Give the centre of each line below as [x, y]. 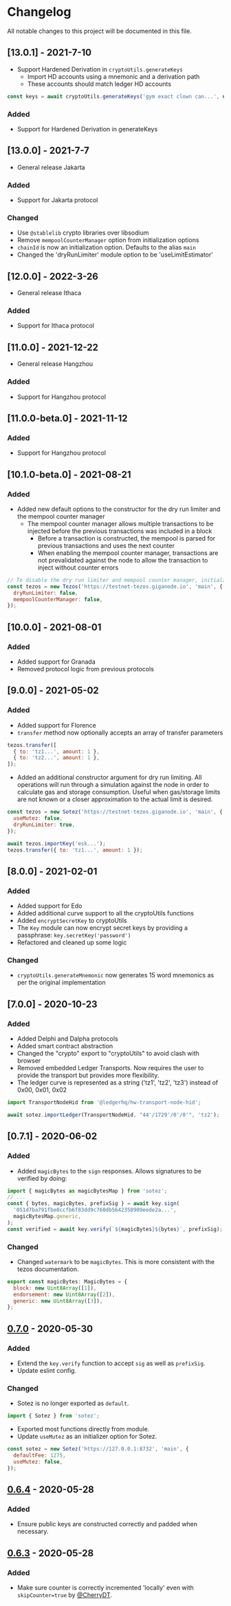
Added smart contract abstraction [65, 1046]
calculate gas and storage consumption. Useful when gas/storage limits [119, 792]
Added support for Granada [56, 662]
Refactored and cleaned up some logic [72, 942]
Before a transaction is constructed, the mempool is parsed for [126, 538]
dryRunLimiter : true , [44, 825]
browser [29, 1061]
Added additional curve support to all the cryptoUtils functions [106, 913]
